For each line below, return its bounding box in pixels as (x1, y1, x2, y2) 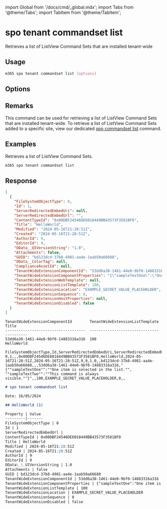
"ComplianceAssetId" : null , (14, 264, 72, 269)
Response (5, 176, 37, 185)
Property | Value (5, 411, 41, 416)
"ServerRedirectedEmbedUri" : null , (14, 208, 88, 213)
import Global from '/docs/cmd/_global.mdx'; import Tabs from (5, 4, 134, 10)
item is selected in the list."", (60, 367, 133, 372)
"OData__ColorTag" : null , (14, 259, 68, 264)
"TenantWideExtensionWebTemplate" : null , (14, 277, 101, 283)
